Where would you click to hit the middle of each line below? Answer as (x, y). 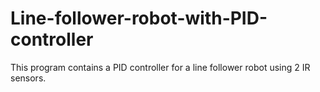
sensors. (28, 78)
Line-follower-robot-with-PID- (139, 18)
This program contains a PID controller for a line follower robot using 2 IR (160, 67)
